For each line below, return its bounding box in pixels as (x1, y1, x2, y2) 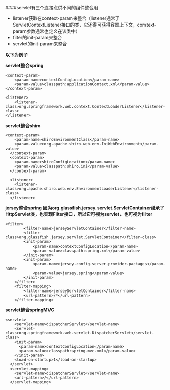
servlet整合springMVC (5, 307, 55, 313)
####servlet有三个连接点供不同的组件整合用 (5, 5, 99, 10)
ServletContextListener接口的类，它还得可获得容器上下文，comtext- (12, 22, 157, 28)
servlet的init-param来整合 (12, 41, 67, 47)
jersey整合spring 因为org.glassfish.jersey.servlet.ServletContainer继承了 (5, 205, 164, 211)
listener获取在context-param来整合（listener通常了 (12, 15, 120, 21)
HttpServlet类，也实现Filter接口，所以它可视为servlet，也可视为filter (5, 211, 153, 217)
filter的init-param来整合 (12, 35, 62, 40)
